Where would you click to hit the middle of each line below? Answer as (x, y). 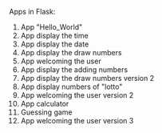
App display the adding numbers (74, 70)
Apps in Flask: (32, 12)
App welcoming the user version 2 (77, 95)
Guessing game (46, 112)
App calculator (45, 104)
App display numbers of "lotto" (71, 87)
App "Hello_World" (51, 27)
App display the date (55, 44)
